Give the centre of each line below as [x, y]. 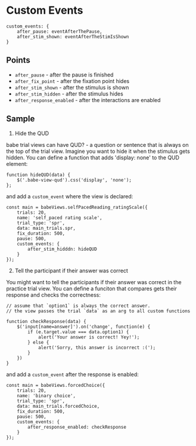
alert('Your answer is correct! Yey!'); [89, 337]
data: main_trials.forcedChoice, [58, 406]
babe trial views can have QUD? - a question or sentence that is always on [97, 144]
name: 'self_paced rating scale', [60, 218]
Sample [21, 119]
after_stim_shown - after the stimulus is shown [72, 87]
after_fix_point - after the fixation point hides [72, 81]
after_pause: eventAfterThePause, [60, 31]
